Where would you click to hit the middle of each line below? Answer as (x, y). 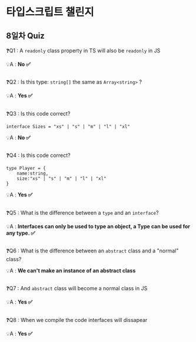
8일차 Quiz (26, 36)
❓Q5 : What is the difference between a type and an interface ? (82, 212)
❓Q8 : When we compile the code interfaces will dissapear (77, 320)
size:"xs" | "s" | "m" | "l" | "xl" (62, 179)
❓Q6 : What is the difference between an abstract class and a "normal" (92, 251)
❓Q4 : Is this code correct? (38, 155)
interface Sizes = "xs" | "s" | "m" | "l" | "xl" (68, 126)
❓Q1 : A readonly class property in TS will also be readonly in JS (83, 50)
